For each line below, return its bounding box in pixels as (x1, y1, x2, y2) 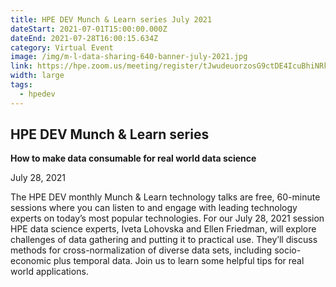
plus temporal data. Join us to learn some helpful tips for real (53, 255, 305, 267)
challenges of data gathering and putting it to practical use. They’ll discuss (10, 234, 318, 246)
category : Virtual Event (10, 42, 114, 53)
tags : (10, 80, 33, 90)
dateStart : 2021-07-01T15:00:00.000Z (10, 24, 168, 34)
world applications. (10, 266, 89, 278)
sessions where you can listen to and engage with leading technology (10, 202, 298, 214)
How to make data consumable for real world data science (10, 152, 257, 165)
